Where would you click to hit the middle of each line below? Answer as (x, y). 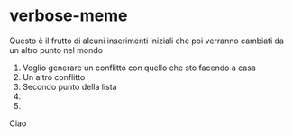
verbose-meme (69, 16)
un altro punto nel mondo (56, 50)
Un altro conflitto (54, 77)
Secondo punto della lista (69, 86)
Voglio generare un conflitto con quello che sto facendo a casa (139, 68)
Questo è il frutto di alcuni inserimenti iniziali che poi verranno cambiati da (146, 41)
